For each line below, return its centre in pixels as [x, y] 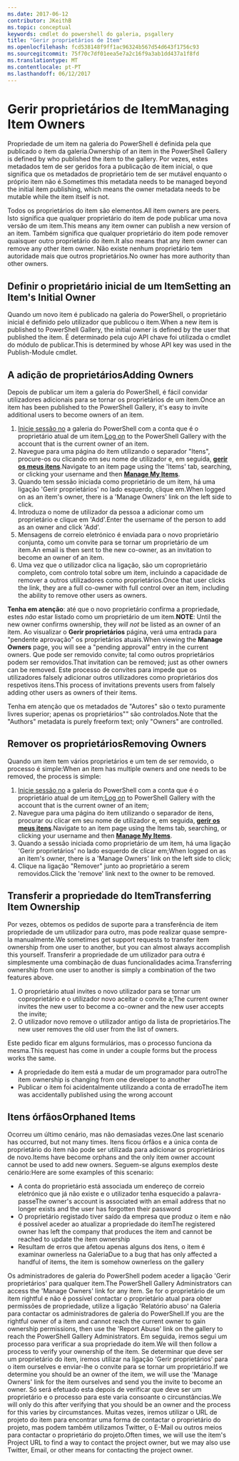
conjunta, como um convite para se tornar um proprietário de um [113, 542]
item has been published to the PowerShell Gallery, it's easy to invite [108, 407]
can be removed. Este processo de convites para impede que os [102, 670]
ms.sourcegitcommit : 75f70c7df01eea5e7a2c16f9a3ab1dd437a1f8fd [103, 54]
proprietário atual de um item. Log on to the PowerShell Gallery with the [122, 437]
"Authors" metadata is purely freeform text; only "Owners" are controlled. [115, 722]
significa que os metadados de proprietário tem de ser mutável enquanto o [117, 174]
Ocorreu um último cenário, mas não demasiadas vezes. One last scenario [116, 1134]
